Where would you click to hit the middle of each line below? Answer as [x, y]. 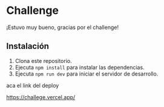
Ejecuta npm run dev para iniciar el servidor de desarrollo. [87, 74]
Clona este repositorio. [43, 60]
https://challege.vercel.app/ [41, 97]
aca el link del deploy [33, 85]
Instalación [28, 46]
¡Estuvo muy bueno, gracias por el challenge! [63, 27]
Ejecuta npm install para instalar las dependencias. [80, 67]
